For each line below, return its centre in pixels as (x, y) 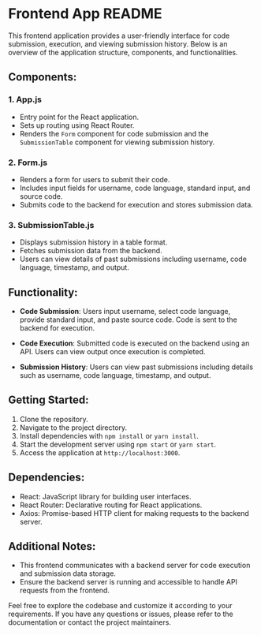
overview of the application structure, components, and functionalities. (123, 52)
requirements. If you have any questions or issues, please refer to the (121, 614)
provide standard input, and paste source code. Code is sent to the (129, 319)
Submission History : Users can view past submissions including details (136, 367)
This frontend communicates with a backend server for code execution (135, 566)
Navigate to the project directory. (73, 428)
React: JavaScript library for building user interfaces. (105, 496)
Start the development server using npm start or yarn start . (118, 444)
